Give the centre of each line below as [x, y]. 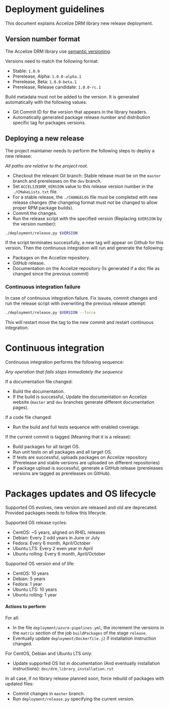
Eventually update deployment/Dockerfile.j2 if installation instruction [84, 638]
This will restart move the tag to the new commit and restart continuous [79, 322]
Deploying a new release [45, 139]
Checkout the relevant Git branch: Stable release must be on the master [87, 176]
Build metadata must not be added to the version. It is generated [72, 96]
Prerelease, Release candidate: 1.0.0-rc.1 [57, 87]
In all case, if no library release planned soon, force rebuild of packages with [85, 678]
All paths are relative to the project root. [47, 166]
